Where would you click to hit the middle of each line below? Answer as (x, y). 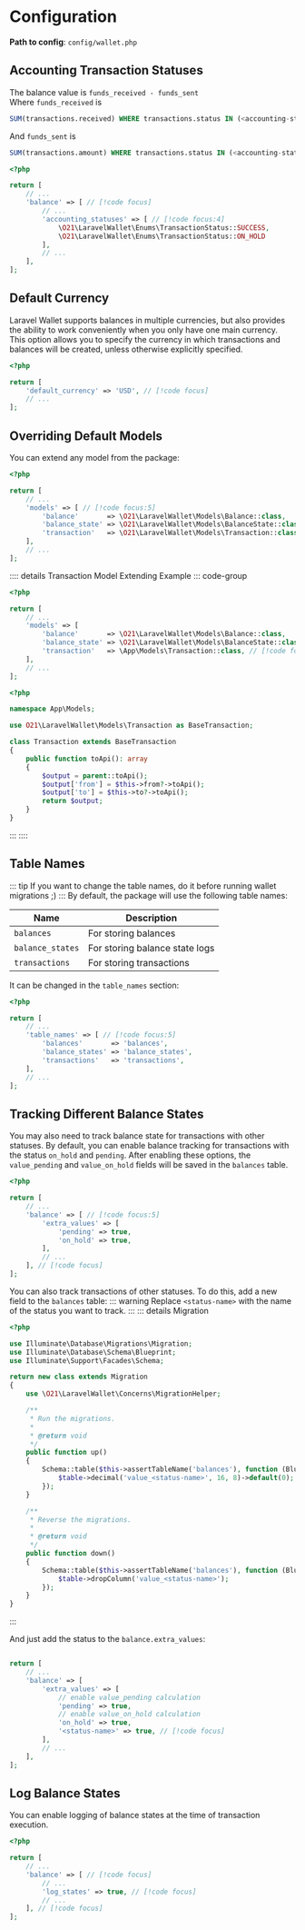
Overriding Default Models (86, 436)
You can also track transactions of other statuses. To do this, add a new (143, 1291)
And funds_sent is (43, 136)
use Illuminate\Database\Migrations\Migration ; (101, 1343)
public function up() (66, 1452)
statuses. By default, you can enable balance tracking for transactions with (149, 1146)
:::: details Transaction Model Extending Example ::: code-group (128, 575)
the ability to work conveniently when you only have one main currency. (144, 330)
